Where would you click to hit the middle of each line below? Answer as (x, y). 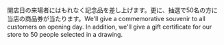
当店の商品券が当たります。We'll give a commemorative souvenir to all (106, 19)
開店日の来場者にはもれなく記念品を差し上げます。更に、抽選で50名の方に (112, 10)
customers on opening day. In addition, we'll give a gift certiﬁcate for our (110, 27)
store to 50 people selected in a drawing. (65, 34)
